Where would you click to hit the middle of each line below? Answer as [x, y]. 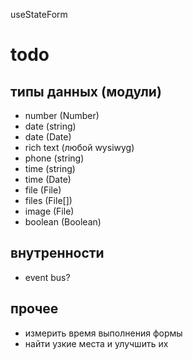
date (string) [50, 126]
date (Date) [48, 137]
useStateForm [39, 14]
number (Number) [62, 115]
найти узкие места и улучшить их [96, 343]
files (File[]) [48, 200]
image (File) [49, 211]
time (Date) [48, 179]
